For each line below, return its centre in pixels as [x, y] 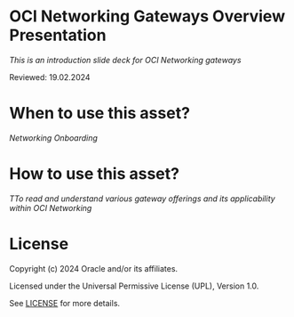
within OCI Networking [51, 207]
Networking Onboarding [53, 138]
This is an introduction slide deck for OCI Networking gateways [125, 60]
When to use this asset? [100, 114]
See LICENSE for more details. [65, 303]
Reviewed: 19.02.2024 [50, 77]
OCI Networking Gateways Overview [147, 16]
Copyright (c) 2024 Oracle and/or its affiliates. [94, 268]
